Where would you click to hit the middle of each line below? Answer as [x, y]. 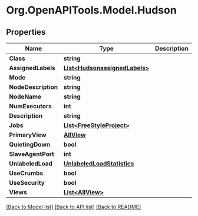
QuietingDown [30, 144]
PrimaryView [28, 135]
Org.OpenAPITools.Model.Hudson [91, 10]
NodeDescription [34, 87]
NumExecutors [30, 106]
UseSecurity [27, 183]
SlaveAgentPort [32, 154]
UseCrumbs [26, 173]
